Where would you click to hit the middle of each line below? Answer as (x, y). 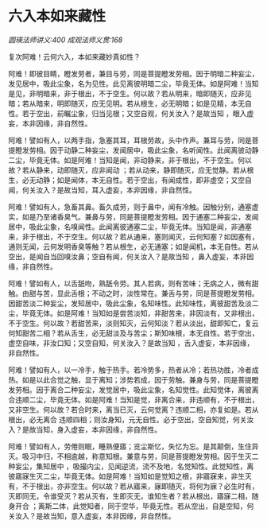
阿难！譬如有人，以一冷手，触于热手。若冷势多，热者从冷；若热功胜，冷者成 (133, 370)
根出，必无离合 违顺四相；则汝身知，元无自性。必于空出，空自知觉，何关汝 (131, 419)
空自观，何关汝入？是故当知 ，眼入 (190, 113)
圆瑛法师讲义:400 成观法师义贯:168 (66, 40)
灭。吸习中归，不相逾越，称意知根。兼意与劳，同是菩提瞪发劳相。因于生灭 (130, 456)
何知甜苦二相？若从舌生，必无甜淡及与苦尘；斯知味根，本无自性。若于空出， (133, 333)
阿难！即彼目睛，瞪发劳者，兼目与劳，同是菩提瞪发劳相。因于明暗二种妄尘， (133, 73)
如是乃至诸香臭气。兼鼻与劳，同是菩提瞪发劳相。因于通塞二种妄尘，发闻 (140, 216)
